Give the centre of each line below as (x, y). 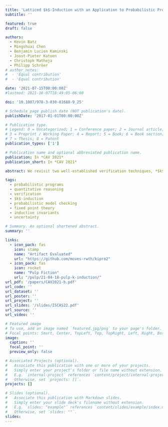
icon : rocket (28, 268)
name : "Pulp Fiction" (36, 273)
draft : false (19, 28)
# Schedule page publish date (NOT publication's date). (66, 111)
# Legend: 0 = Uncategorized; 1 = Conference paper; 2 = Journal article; (85, 129)
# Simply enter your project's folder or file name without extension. (84, 370)
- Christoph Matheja (31, 61)
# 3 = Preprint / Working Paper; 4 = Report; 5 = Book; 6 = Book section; (85, 134)
